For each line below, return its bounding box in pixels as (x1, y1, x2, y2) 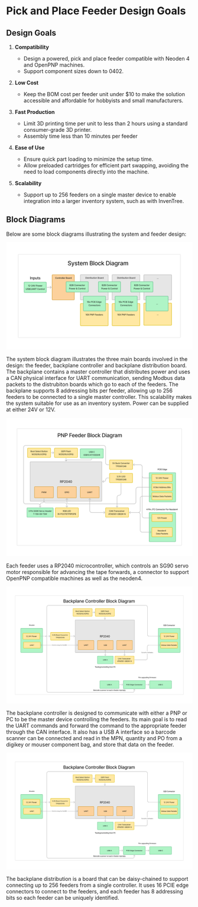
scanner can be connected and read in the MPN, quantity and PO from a (6, 734, 182, 741)
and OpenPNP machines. (23, 61, 85, 68)
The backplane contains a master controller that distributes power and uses (6, 368, 190, 375)
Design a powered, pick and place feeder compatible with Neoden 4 (23, 55, 190, 62)
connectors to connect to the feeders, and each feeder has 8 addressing (6, 888, 183, 895)
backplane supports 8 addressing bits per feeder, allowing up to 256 (6, 387, 173, 394)
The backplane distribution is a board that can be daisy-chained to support (6, 876, 189, 883)
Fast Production (14, 109, 55, 115)
